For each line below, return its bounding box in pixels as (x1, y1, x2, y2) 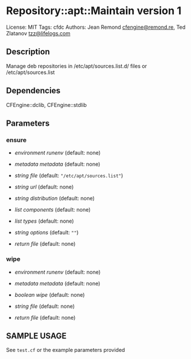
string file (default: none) (14, 303, 75, 310)
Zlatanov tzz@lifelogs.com (6, 29, 71, 36)
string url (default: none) (14, 183, 74, 190)
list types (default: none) (14, 217, 75, 224)
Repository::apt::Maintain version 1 (6, 4, 182, 18)
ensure (6, 136, 27, 144)
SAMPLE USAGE (6, 331, 67, 341)
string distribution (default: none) (14, 195, 95, 202)
